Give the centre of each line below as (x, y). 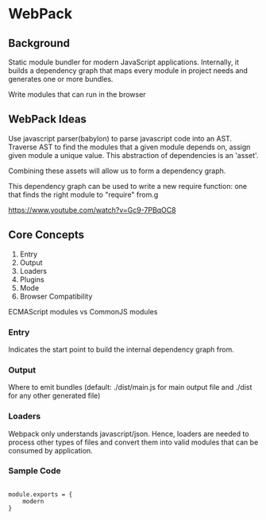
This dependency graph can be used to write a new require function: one (128, 186)
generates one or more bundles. (61, 79)
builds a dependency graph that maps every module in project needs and (128, 71)
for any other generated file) (54, 396)
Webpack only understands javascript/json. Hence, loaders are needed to (129, 433)
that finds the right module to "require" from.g (83, 195)
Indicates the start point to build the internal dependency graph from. (121, 349)
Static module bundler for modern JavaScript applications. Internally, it (124, 62)
